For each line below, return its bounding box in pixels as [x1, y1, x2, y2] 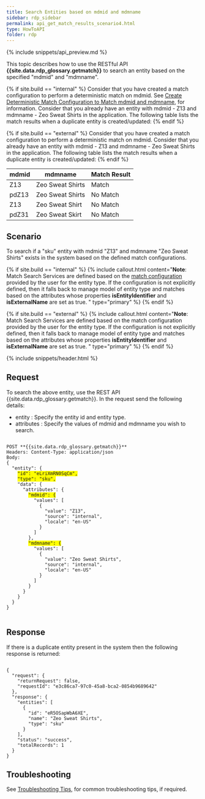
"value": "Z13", [45, 508, 86, 514]
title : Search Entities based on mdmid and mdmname [6, 9, 141, 15]
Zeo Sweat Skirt [35, 211, 82, 219]
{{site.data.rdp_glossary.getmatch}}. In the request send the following [6, 395, 182, 402]
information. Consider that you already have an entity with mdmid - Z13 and [6, 105, 197, 112]
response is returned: [6, 650, 61, 657]
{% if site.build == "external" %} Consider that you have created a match [6, 130, 190, 137]
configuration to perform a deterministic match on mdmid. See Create [6, 92, 182, 99]
